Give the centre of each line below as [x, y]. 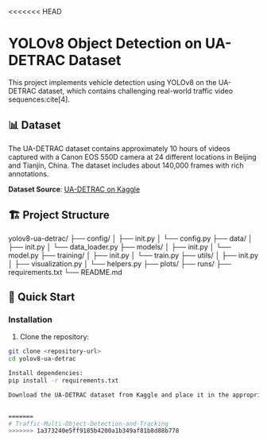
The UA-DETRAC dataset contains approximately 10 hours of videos [119, 148]
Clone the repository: [54, 337]
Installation [31, 319]
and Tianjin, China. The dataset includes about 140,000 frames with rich [126, 165]
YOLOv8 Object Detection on [105, 44]
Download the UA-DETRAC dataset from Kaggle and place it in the [118, 395]
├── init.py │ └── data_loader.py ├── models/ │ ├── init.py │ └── [120, 246]
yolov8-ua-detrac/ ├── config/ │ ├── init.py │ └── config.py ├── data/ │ [130, 238]
